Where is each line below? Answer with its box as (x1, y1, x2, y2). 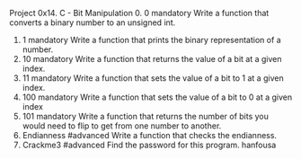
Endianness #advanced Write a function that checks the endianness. (22, 130, 277, 140)
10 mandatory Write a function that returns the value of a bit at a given (22, 54, 282, 64)
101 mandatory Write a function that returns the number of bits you (22, 111, 270, 121)
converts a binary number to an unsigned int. (9, 17, 176, 28)
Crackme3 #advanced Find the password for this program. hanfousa (22, 139, 277, 150)
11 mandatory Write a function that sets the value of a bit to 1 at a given (22, 73, 285, 84)
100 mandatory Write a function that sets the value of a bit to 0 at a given (22, 92, 293, 102)
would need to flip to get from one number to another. (22, 120, 222, 131)
